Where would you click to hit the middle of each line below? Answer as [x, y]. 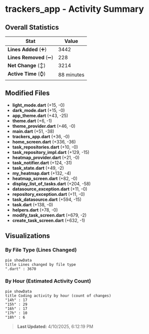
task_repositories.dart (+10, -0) [45, 147]
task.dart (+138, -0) [33, 204]
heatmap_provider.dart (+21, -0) [46, 157]
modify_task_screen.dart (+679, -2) [49, 215]
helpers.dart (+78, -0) [35, 210]
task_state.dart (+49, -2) [38, 168]
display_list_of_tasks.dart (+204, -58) [52, 184]
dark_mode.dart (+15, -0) [38, 110]
